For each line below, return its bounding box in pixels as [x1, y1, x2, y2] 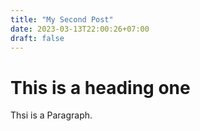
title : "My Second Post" [10, 14, 114, 25]
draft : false [10, 33, 65, 43]
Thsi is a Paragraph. [10, 109, 93, 121]
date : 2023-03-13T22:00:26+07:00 [10, 24, 150, 34]
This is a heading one [10, 76, 191, 99]
